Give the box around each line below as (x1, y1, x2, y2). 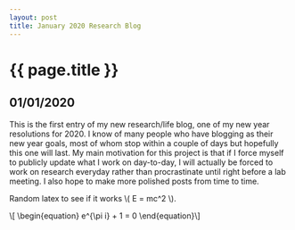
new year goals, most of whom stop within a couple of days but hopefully (9, 137, 279, 148)
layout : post (9, 12, 58, 22)
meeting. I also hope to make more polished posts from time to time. (9, 176, 260, 186)
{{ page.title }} (9, 60, 119, 80)
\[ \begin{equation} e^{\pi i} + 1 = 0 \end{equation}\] (9, 210, 201, 221)
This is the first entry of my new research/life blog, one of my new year (9, 119, 270, 129)
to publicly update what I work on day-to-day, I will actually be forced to (9, 157, 274, 168)
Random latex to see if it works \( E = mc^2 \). (9, 193, 176, 203)
